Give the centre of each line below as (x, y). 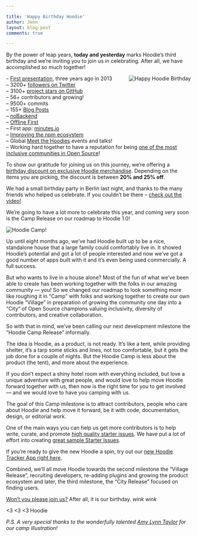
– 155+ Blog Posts (28, 110)
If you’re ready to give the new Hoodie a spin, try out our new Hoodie (89, 451)
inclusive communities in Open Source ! (53, 154)
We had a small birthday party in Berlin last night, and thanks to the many (94, 189)
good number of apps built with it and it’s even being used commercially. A (96, 260)
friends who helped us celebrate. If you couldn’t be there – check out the (94, 195)
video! (14, 201)
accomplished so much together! (46, 67)
